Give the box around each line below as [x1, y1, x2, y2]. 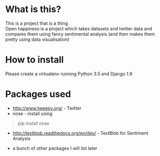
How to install [5, 54, 64, 66]
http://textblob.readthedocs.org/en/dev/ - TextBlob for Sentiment [12, 130, 148, 136]
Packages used [5, 88, 71, 100]
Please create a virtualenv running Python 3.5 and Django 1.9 [5, 71, 133, 77]
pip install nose [17, 120, 50, 126]
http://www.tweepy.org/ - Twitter [12, 105, 82, 111]
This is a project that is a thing [5, 20, 68, 26]
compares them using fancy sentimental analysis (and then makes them [5, 31, 155, 37]
